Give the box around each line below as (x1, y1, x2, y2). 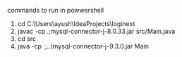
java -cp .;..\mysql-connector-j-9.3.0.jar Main (17, 42, 150, 50)
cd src (17, 34, 37, 43)
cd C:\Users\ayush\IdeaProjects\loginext (17, 20, 135, 27)
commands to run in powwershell (7, 6, 104, 14)
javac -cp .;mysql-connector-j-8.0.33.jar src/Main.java (17, 27, 176, 35)
